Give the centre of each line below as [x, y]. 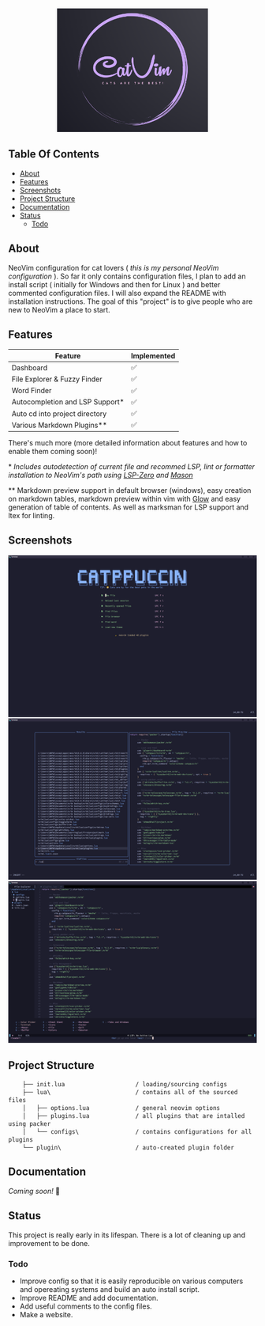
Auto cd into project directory [59, 413]
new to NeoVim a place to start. [59, 309]
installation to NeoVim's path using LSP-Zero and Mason [101, 475]
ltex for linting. [32, 515]
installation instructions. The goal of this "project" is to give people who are [131, 301]
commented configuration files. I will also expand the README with [117, 293]
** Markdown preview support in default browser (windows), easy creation [130, 490]
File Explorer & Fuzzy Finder [57, 379]
